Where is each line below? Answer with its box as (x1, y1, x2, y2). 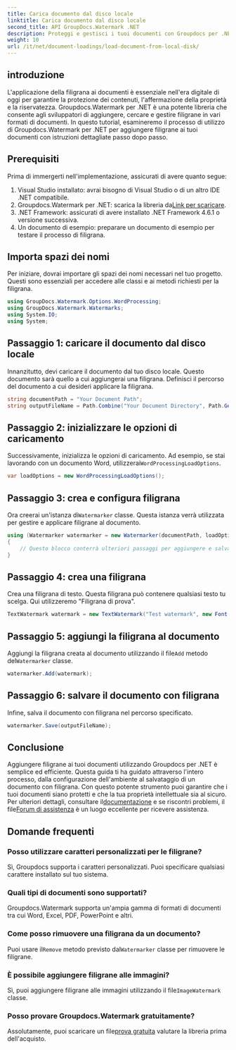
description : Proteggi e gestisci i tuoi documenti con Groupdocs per (7, 30, 218, 37)
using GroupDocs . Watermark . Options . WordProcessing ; (7, 298, 162, 305)
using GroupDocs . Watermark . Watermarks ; (7, 304, 124, 312)
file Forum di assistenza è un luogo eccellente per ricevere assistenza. (7, 805, 209, 814)
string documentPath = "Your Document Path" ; (7, 395, 143, 402)
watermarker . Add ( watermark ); (7, 670, 93, 677)
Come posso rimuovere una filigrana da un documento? (7, 929, 201, 939)
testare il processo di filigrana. (17, 230, 105, 239)
